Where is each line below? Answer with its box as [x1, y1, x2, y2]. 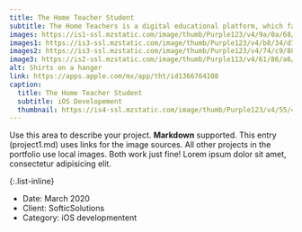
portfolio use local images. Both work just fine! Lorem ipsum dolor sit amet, [9, 149, 287, 160]
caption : [9, 80, 42, 89]
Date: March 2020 [22, 193, 90, 204]
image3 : [9, 55, 39, 64]
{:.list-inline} [9, 176, 55, 187]
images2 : [9, 47, 42, 56]
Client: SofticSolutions [22, 203, 105, 214]
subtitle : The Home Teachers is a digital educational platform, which [9, 22, 283, 31]
